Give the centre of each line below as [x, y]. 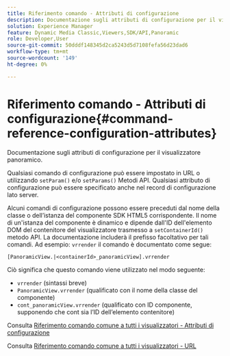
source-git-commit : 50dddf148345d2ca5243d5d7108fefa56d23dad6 [98, 45]
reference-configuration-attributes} [112, 133]
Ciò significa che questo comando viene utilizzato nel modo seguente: [106, 269]
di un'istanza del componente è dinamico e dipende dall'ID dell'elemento [110, 222]
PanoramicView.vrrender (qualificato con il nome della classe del [107, 290]
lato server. [23, 194]
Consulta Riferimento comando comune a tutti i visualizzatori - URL [102, 346]
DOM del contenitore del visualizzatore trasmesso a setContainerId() [105, 229]
